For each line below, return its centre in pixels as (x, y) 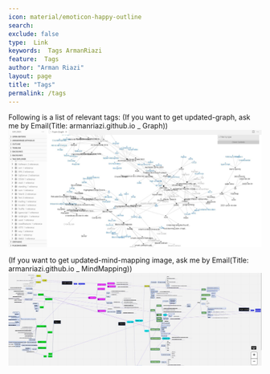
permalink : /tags (37, 93)
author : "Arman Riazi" (46, 68)
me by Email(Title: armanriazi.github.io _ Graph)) (88, 125)
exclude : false (34, 34)
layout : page (30, 76)
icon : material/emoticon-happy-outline (75, 17)
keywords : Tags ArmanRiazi (55, 51)
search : (21, 25)
